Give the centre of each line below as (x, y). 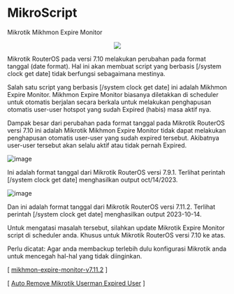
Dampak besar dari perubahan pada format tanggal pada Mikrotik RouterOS (116, 123)
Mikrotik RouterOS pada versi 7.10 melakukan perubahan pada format (107, 59)
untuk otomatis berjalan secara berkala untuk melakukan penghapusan (109, 102)
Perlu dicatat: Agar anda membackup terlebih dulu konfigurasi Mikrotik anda (117, 249)
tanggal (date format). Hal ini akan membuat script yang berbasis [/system (114, 66)
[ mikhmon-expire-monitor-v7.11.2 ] (58, 270)
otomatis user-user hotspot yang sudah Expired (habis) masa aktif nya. (109, 109)
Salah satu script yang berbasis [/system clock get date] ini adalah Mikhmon (117, 87)
